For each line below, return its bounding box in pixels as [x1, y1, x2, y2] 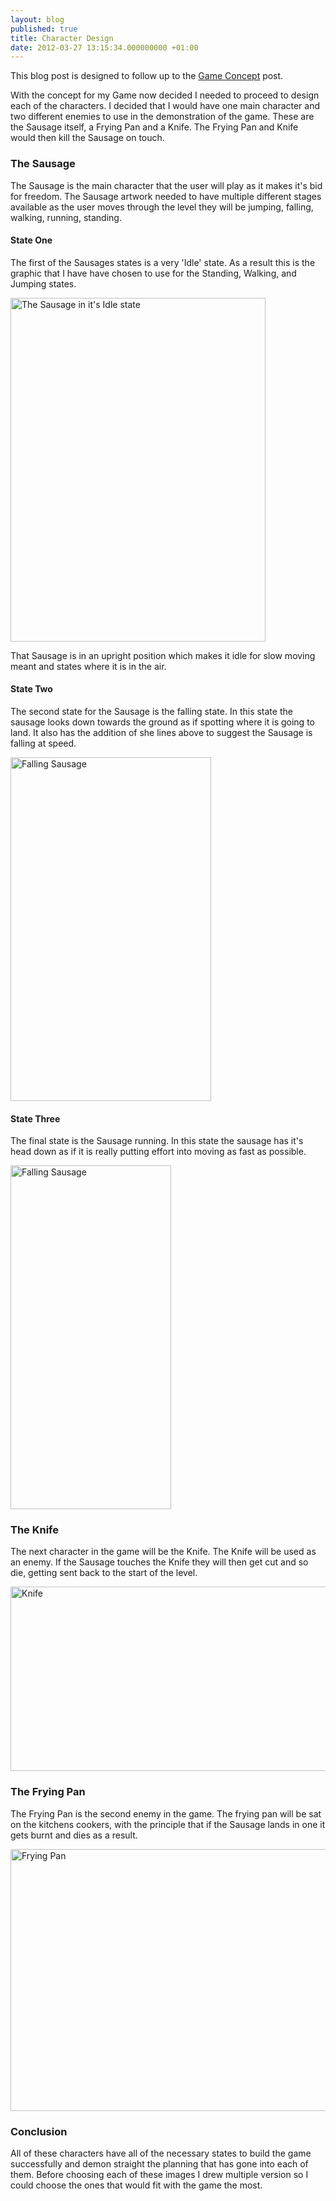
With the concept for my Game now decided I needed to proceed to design [10, 89, 320, 101]
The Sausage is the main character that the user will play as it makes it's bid [10, 179, 323, 191]
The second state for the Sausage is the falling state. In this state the [10, 705, 293, 717]
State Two [10, 683, 53, 695]
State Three [10, 1112, 61, 1125]
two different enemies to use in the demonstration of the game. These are [10, 111, 315, 123]
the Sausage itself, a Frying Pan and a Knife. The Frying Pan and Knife [10, 121, 299, 133]
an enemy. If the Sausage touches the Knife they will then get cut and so [10, 1556, 309, 1568]
